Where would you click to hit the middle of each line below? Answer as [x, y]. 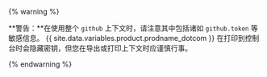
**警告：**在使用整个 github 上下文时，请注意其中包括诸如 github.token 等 [133, 28]
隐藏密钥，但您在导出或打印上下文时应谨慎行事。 [111, 48]
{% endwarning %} [40, 64]
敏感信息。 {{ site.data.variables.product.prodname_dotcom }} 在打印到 [127, 38]
